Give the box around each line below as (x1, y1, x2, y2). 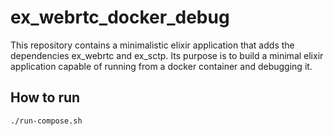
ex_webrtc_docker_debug (10, 6, 230, 29)
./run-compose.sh (10, 116, 83, 126)
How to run (10, 89, 81, 106)
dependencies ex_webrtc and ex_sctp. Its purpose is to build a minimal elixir (10, 49, 324, 61)
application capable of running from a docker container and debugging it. (10, 60, 313, 72)
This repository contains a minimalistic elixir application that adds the (10, 39, 295, 51)
